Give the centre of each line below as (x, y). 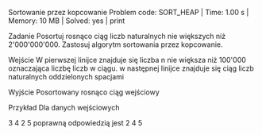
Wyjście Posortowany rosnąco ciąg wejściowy (84, 92)
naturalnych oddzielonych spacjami (66, 77)
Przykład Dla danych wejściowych (64, 108)
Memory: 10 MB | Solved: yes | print (67, 21)
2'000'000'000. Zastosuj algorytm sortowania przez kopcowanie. (116, 44)
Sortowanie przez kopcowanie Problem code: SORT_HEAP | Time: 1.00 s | (129, 12)
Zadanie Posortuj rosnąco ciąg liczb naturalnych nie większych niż (117, 36)
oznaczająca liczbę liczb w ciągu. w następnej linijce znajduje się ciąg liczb (131, 68)
